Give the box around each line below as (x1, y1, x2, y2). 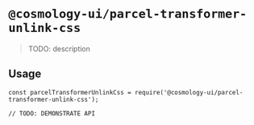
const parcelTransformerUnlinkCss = (8, 88, 131, 96)
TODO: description (27, 43, 91, 54)
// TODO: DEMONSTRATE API (8, 109, 95, 118)
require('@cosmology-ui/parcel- (134, 88, 244, 96)
